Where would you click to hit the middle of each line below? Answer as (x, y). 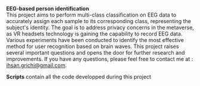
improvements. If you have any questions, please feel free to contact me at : (100, 59)
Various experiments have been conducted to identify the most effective (95, 40)
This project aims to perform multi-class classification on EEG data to (91, 15)
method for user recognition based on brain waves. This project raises (93, 46)
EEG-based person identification (48, 9)
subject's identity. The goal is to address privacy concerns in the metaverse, (100, 27)
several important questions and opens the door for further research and (96, 52)
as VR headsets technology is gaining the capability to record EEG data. (94, 34)
